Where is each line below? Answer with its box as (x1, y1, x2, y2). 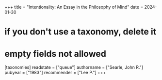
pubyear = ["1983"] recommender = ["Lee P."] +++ (4, 70, 106, 76)
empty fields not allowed (4, 48, 106, 60)
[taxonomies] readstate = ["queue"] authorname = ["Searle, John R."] (4, 64, 144, 70)
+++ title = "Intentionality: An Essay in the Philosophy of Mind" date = (4, 4, 144, 10)
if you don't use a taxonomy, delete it (4, 26, 157, 37)
